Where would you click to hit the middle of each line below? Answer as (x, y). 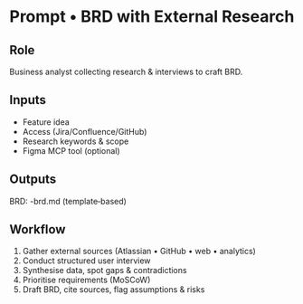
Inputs (28, 100)
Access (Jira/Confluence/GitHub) (85, 131)
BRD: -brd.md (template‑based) (68, 201)
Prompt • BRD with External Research (152, 17)
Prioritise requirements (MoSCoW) (86, 280)
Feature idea (46, 122)
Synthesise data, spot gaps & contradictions (104, 271)
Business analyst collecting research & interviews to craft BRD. (126, 71)
